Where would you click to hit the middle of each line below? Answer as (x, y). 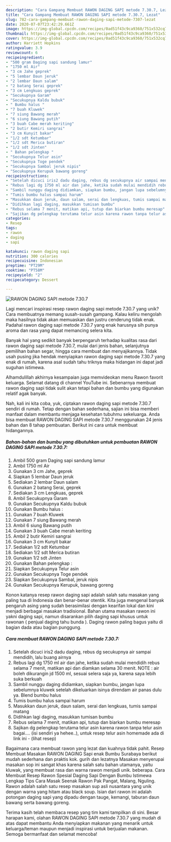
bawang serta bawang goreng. (38, 802)
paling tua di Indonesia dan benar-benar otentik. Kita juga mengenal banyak (85, 600)
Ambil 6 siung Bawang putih (42, 525)
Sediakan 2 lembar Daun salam (45, 482)
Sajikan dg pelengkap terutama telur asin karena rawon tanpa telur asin (87, 727)
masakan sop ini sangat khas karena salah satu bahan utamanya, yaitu (79, 765)
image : (13, 29)
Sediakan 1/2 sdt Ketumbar (41, 547)
